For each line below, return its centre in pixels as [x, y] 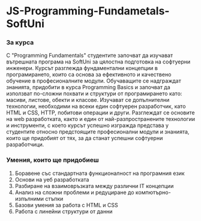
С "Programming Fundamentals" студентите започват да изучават [89, 56]
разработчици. [25, 144]
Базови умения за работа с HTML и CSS [66, 205]
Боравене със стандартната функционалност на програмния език [100, 173]
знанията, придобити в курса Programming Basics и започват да [88, 87]
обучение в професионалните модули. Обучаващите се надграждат [94, 81]
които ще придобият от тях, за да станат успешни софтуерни [85, 138]
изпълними [29, 198]
